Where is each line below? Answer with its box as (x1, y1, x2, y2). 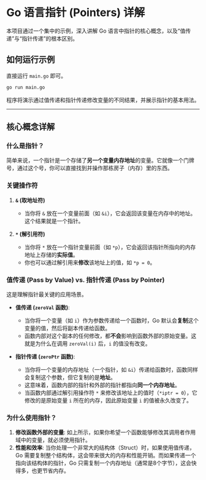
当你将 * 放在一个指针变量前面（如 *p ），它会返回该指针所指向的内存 (24, 243, 196, 251)
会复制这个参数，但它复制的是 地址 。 (24, 373, 116, 381)
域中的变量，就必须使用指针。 (15, 436, 91, 444)
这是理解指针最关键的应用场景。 (6, 290, 87, 298)
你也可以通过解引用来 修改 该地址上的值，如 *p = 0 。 (24, 259, 156, 266)
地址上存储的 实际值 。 (24, 251, 78, 258)
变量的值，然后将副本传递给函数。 (24, 324, 111, 332)
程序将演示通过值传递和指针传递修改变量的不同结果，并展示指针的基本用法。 (6, 96, 200, 103)
